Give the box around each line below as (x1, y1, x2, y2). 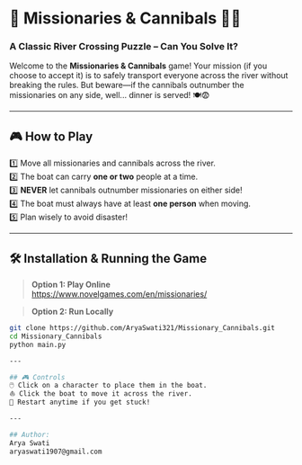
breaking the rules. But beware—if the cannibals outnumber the (9, 80, 244, 91)
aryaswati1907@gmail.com (9, 447, 102, 456)
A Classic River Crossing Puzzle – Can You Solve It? (9, 40, 238, 53)
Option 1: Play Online (31, 279, 111, 291)
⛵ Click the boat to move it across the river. (9, 389, 193, 398)
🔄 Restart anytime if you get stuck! (9, 398, 151, 407)
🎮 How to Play (9, 129, 93, 144)
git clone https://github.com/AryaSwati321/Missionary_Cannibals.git (9, 324, 276, 333)
